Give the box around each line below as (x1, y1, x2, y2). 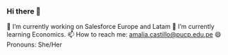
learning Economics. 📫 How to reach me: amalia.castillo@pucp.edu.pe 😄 (6, 30, 222, 39)
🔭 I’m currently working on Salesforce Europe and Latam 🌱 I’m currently (6, 23, 215, 31)
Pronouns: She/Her (6, 40, 63, 49)
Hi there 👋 (6, 6, 42, 16)
